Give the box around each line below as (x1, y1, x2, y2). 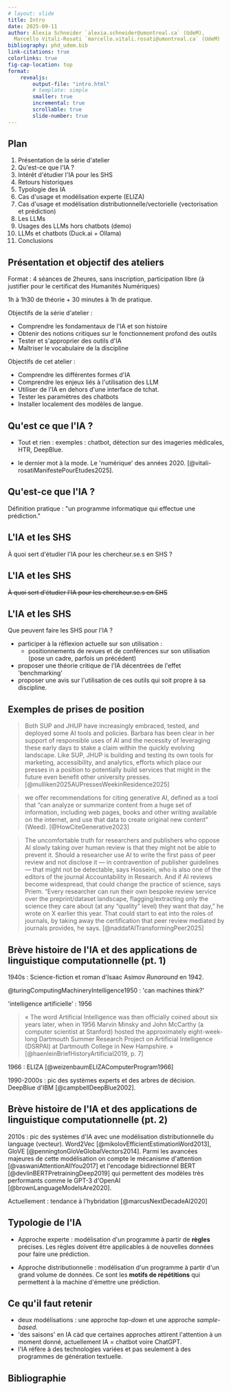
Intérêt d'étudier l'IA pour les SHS (17, 171, 113, 179)
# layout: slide (8, 10, 54, 17)
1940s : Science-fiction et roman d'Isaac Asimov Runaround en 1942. (8, 973, 204, 981)
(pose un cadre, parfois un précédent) (27, 655, 137, 663)
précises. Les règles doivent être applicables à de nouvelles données (17, 1242, 214, 1251)
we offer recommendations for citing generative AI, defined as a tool (24, 794, 219, 802)
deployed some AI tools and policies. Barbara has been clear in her (24, 729, 215, 737)
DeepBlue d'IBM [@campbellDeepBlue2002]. (8, 1083, 136, 1092)
